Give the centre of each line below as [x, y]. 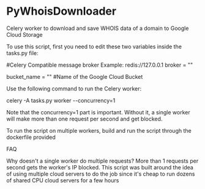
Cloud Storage [24, 34]
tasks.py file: [22, 53]
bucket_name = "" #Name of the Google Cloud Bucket [75, 76]
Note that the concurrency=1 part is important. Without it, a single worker [99, 112]
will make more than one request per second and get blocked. [84, 119]
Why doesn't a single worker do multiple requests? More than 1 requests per [102, 161]
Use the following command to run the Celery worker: [74, 88]
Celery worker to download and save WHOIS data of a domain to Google [98, 28]
